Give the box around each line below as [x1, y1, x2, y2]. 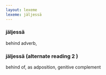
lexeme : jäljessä [5, 12, 42, 17]
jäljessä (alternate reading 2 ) [5, 52, 78, 59]
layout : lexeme [5, 7, 37, 13]
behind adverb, [5, 40, 37, 46]
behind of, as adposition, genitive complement [5, 64, 101, 70]
